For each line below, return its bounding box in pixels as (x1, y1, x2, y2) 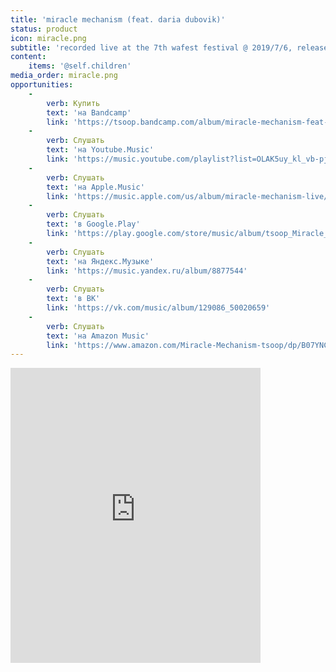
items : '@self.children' (28, 61, 132, 71)
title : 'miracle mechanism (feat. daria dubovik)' (10, 14, 226, 25)
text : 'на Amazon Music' (46, 331, 150, 341)
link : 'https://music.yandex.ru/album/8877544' (46, 266, 248, 276)
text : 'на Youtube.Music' (46, 145, 155, 155)
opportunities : (10, 80, 74, 90)
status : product (10, 24, 78, 34)
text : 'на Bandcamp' (46, 107, 132, 118)
